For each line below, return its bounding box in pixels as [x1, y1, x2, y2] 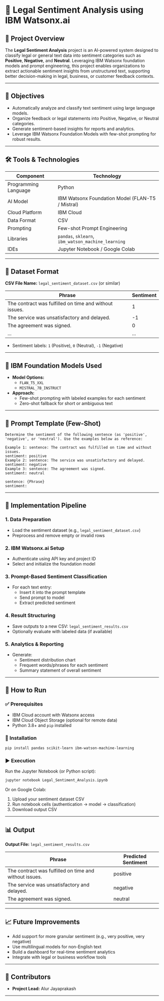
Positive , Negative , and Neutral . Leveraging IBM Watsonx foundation [5, 58, 145, 63]
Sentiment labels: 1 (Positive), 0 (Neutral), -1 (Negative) [12, 342, 123, 349]
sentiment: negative [5, 462, 47, 467]
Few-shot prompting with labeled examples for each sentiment [19, 395, 145, 401]
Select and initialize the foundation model [12, 561, 96, 567]
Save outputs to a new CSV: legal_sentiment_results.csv [12, 623, 128, 629]
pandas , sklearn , [58, 232, 95, 239]
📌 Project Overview [5, 34, 65, 43]
